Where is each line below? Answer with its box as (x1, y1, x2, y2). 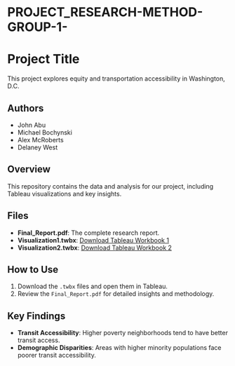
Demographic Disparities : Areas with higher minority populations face (17, 344, 222, 352)
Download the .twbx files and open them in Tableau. (17, 282, 168, 291)
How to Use (7, 264, 59, 276)
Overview (7, 163, 51, 175)
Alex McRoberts (17, 135, 65, 144)
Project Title (7, 51, 80, 67)
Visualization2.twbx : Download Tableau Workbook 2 (17, 243, 172, 252)
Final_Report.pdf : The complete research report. (17, 229, 160, 237)
